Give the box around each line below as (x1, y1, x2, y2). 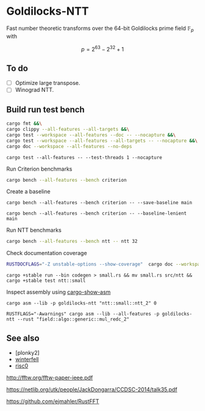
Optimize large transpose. (15, 80, 81, 87)
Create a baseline (6, 188, 51, 195)
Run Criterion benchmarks (6, 165, 73, 172)
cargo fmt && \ (6, 120, 43, 127)
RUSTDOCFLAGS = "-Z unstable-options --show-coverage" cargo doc (6, 261, 173, 267)
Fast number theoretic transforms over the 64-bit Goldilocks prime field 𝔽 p (6, 24, 194, 33)
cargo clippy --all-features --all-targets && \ (6, 127, 130, 133)
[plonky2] (15, 349, 40, 356)
